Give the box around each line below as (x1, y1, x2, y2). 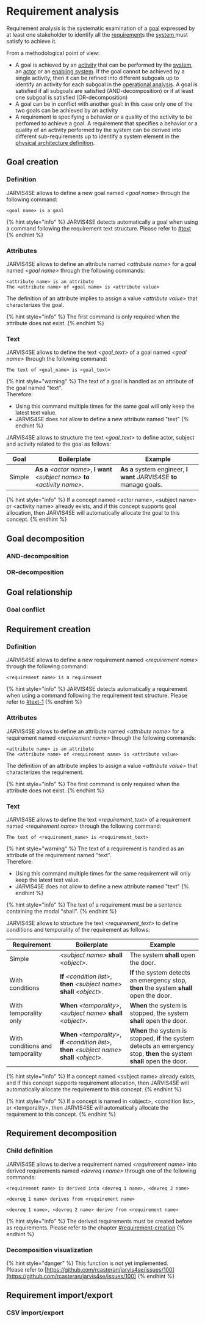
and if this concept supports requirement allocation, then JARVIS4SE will (6, 1079, 189, 1086)
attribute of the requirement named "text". (6, 852, 112, 859)
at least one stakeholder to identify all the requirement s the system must (6, 31, 188, 38)
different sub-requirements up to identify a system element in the (15, 133, 179, 140)
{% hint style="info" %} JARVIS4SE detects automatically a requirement (6, 685, 187, 693)
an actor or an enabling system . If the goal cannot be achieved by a (15, 67, 185, 75)
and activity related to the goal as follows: (6, 440, 112, 448)
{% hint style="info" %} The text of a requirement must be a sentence (6, 901, 182, 908)
